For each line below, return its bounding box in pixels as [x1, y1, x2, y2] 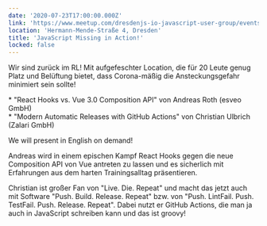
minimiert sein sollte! [8, 80, 76, 90]
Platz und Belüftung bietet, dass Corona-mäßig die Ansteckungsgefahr [8, 71, 240, 81]
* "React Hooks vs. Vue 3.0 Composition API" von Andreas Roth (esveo [8, 95, 242, 105]
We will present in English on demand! [8, 136, 133, 145]
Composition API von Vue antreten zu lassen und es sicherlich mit [8, 159, 224, 169]
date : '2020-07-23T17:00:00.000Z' [8, 11, 123, 20]
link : [8, 19, 26, 27]
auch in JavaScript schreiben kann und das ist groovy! [8, 209, 187, 218]
